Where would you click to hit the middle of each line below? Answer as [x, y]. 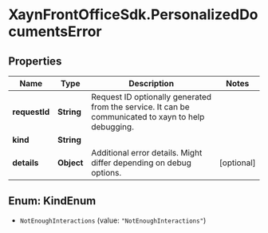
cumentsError [55, 32]
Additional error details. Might [147, 153]
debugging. [112, 127]
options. [106, 173]
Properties [35, 61]
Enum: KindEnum [52, 201]
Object [70, 163]
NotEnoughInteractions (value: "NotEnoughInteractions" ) [113, 220]
